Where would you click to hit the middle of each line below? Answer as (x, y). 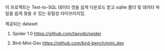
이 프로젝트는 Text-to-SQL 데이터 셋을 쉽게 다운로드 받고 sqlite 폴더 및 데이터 (80, 7)
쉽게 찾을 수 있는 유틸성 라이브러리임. (50, 13)
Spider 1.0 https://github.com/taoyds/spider (57, 34)
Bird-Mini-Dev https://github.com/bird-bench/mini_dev (68, 43)
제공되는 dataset (22, 24)
